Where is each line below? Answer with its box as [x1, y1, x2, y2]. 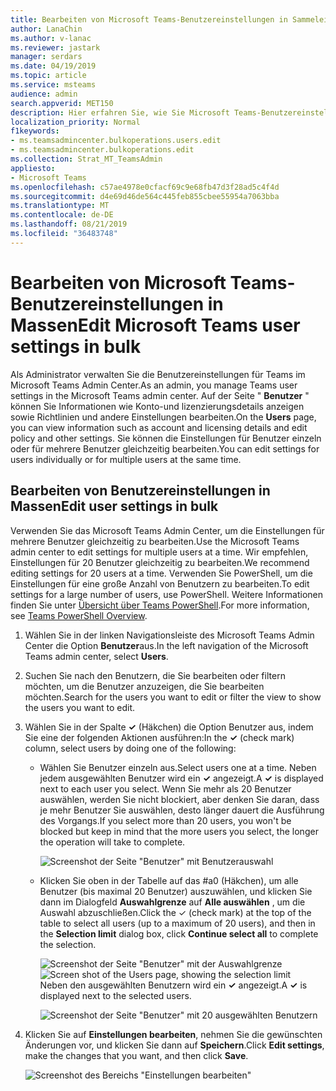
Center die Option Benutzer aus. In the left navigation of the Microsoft [24, 639, 309, 651]
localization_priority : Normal [10, 117, 141, 127]
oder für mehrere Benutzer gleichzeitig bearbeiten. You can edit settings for [10, 442, 320, 455]
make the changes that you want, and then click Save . [24, 1049, 249, 1061]
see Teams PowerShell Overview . [10, 609, 148, 621]
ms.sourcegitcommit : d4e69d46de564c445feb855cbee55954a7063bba [10, 191, 280, 201]
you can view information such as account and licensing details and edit [10, 421, 308, 433]
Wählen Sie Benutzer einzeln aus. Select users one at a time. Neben [39, 761, 317, 773]
